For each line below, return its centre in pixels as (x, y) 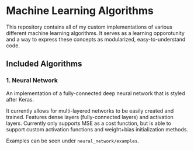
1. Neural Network (32, 81)
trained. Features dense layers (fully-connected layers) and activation (90, 117)
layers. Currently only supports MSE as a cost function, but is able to (89, 123)
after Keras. (20, 99)
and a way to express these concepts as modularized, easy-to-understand (96, 39)
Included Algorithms (44, 64)
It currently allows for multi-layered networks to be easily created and (90, 111)
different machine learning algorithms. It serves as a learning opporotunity (96, 33)
